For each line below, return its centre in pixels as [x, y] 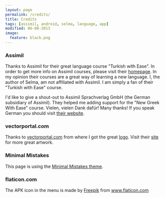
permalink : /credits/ [28, 15]
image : [12, 33]
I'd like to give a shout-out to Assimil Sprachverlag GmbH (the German [78, 97]
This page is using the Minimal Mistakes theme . [54, 166]
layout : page [19, 10]
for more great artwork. [29, 142]
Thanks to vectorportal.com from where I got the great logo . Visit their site [82, 137]
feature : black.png [30, 38]
